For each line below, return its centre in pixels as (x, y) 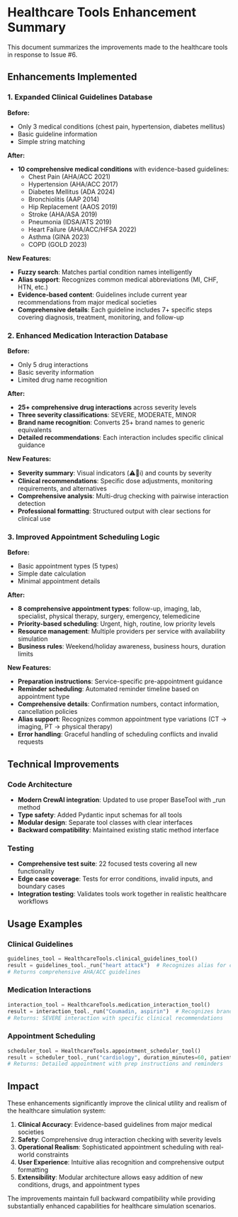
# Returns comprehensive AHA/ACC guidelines (74, 972)
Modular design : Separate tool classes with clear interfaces (105, 822)
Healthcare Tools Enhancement (102, 12)
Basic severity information (56, 372)
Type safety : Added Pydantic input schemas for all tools (100, 815)
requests (30, 742)
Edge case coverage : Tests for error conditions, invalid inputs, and (115, 879)
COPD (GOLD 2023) (57, 244)
